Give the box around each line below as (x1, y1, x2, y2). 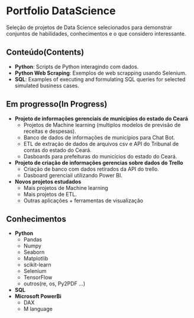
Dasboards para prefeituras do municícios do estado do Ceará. (23, 152, 177, 160)
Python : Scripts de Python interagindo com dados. (14, 63, 139, 70)
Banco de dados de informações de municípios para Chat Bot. (23, 133, 176, 141)
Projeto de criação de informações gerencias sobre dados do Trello (14, 159, 183, 166)
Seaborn (23, 249, 45, 256)
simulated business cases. (14, 82, 80, 89)
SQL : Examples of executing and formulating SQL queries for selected (14, 75, 186, 82)
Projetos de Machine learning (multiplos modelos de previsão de (23, 121, 181, 128)
